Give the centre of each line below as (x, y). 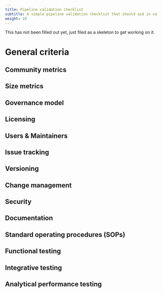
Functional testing (33, 251)
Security (18, 202)
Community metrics (36, 70)
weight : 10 (16, 18)
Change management (38, 185)
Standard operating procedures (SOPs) (65, 235)
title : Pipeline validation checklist (44, 9)
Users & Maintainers (36, 136)
